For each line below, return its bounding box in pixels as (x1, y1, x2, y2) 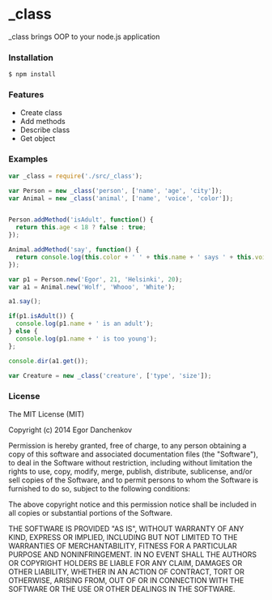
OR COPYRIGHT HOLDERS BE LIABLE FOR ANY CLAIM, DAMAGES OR (8, 558, 243, 568)
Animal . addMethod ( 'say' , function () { (8, 246, 139, 254)
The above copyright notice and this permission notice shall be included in (8, 499, 257, 509)
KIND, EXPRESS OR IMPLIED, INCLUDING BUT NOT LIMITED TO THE (8, 532, 238, 542)
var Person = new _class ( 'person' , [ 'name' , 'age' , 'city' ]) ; (8, 186, 223, 195)
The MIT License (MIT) (8, 409, 85, 418)
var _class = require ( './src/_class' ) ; (8, 172, 143, 180)
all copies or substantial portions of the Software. (8, 508, 172, 517)
